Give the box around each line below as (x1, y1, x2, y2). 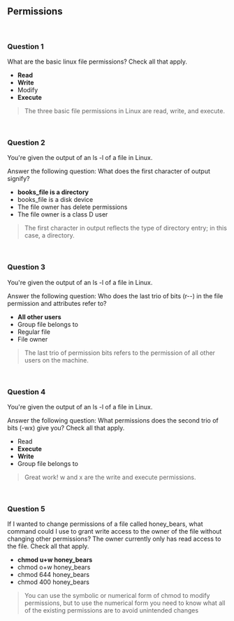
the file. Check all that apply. (7, 542, 89, 550)
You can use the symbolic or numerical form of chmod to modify (24, 592, 210, 600)
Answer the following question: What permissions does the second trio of (7, 416, 219, 425)
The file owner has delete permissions (17, 203, 128, 212)
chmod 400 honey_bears (17, 578, 89, 586)
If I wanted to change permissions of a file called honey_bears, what (7, 520, 204, 528)
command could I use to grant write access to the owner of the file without (7, 527, 222, 536)
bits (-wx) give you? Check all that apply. (7, 424, 125, 432)
